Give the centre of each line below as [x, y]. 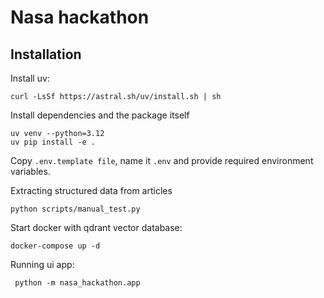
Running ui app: [42, 264]
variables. [30, 171]
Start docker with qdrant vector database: [96, 227]
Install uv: [30, 78]
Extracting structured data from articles [91, 190]
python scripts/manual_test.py [75, 209]
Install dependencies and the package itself [100, 115]
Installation [46, 54]
